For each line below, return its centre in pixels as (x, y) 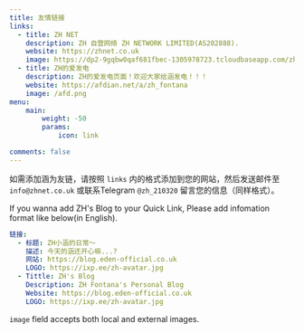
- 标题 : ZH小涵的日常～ (57, 243)
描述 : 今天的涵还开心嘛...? (71, 251)
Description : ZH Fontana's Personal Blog (104, 285)
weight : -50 (65, 119)
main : (36, 110)
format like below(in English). (63, 217)
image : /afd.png (57, 93)
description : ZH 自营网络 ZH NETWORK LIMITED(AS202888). (133, 43)
